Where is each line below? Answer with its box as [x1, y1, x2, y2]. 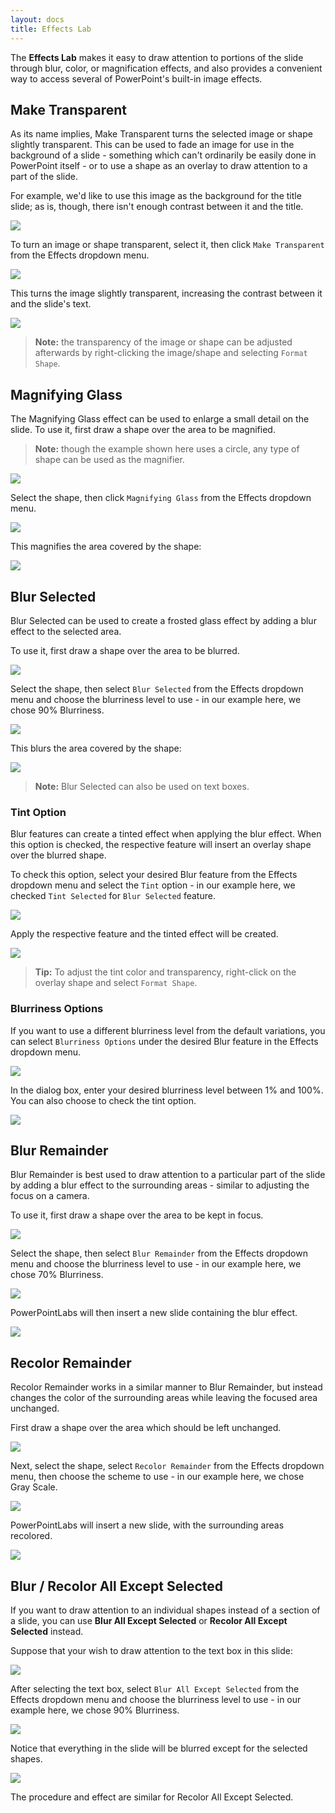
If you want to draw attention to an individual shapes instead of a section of [10, 1604, 321, 1616]
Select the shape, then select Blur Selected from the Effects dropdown [10, 682, 304, 695]
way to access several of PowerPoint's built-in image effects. [10, 72, 263, 85]
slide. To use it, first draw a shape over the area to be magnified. [10, 424, 276, 436]
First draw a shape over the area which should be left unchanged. [10, 1422, 282, 1434]
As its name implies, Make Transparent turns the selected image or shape [10, 128, 313, 140]
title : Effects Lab [10, 24, 92, 34]
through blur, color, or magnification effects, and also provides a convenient [10, 62, 323, 74]
